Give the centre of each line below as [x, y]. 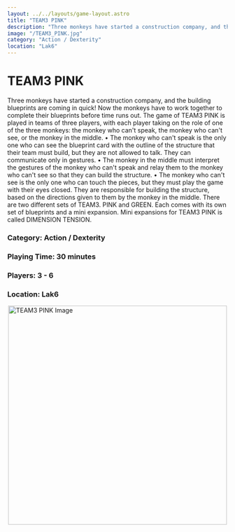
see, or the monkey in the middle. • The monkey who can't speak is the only [117, 137]
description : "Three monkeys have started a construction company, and [114, 27]
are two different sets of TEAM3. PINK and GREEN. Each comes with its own [117, 205]
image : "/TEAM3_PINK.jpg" [45, 33]
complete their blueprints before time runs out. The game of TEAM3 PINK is [116, 115]
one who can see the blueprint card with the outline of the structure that [111, 145]
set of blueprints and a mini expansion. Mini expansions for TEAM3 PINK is [115, 212]
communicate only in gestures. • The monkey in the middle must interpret [114, 160]
